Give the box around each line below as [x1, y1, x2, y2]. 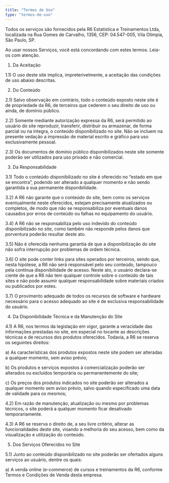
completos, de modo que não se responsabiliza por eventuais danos [5, 205, 147, 211]
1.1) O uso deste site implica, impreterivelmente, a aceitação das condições [5, 71, 161, 78]
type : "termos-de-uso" [5, 12, 53, 17]
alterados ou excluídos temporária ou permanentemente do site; [5, 369, 139, 376]
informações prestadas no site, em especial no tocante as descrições [5, 328, 150, 335]
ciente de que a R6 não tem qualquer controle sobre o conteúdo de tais [5, 272, 154, 278]
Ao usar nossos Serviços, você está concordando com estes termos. [5, 47, 149, 53]
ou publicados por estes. [5, 283, 57, 289]
